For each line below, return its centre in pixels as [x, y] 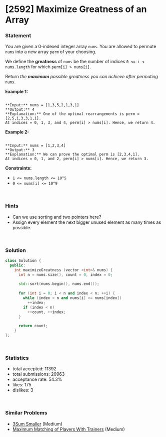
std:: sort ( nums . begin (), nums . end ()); [59, 284]
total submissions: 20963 [38, 374]
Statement [18, 36]
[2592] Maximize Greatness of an [76, 9]
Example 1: [17, 92]
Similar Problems [26, 413]
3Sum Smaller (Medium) [37, 424]
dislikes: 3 [23, 390]
